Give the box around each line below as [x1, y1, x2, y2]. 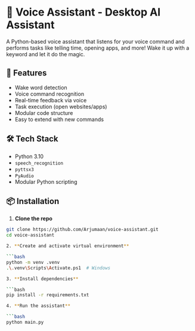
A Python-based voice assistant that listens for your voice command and [6, 38, 185, 45]
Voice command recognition [14, 90, 85, 98]
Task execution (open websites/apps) [14, 103, 107, 110]
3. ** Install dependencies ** [6, 275, 79, 282]
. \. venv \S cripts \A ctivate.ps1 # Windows [6, 265, 111, 271]
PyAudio [14, 173, 34, 179]
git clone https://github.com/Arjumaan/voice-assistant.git [6, 227, 159, 233]
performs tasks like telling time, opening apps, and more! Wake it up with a [6, 44, 190, 51]
